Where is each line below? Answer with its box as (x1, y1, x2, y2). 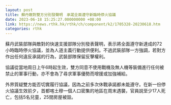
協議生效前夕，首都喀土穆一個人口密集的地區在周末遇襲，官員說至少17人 (9, 88, 161, 94)
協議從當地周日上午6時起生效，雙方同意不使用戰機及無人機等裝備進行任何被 (5, 64, 164, 71)
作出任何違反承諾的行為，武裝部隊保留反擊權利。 (5, 54, 108, 60)
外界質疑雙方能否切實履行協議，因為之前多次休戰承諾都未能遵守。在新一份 (5, 82, 161, 88)
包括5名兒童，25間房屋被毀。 (14, 94, 76, 100)
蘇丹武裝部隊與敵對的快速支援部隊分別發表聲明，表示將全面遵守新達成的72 (5, 41, 162, 47)
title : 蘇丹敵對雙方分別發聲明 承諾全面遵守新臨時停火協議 (5, 12, 116, 17)
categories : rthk (5, 26, 42, 31)
